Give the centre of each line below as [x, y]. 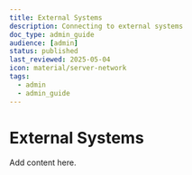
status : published [44, 51]
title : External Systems [56, 18]
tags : [19, 77]
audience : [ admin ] [44, 43]
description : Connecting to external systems [96, 26]
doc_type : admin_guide [52, 34]
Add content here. [43, 162]
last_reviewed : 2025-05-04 [60, 60]
